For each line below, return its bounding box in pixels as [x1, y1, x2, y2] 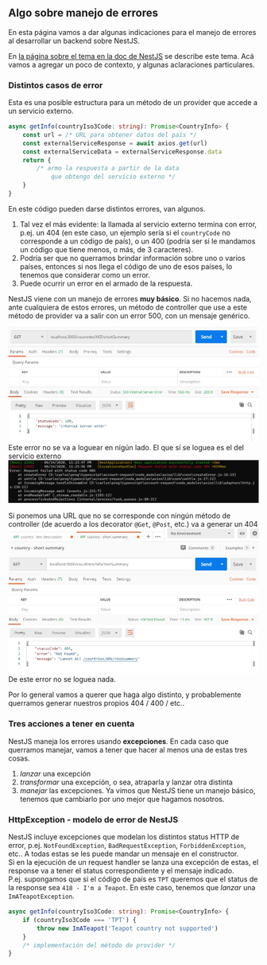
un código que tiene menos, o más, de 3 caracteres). [19, 244, 193, 254]
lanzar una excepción [19, 768, 91, 778]
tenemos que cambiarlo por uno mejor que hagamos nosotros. [19, 794, 225, 804]
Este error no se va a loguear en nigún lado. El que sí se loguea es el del [8, 443, 245, 453]
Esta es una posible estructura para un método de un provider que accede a [8, 98, 258, 107]
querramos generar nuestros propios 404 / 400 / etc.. [8, 698, 185, 708]
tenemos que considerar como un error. [19, 270, 151, 279]
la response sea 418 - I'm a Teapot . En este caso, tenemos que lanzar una [8, 883, 256, 893]
